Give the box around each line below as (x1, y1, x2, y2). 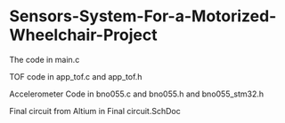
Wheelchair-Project (9, 25, 158, 45)
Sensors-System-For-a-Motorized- (9, 6, 277, 27)
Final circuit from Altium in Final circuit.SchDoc (9, 105, 181, 116)
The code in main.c (9, 54, 80, 65)
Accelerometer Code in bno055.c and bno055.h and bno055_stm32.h (9, 88, 265, 99)
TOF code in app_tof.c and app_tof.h (9, 71, 142, 81)
